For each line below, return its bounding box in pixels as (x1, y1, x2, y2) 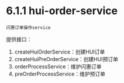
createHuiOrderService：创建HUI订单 (14, 48, 105, 55)
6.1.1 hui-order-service (6, 4, 118, 18)
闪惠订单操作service (6, 25, 51, 31)
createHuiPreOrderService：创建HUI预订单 (14, 55, 119, 62)
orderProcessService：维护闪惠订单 (14, 63, 102, 70)
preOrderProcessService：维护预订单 (14, 70, 105, 77)
